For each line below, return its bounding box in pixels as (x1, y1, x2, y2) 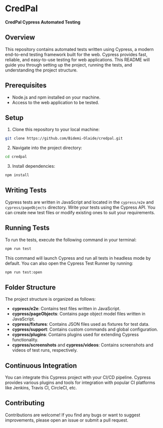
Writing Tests (5, 186, 47, 195)
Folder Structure (5, 283, 56, 292)
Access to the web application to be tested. (12, 99, 99, 105)
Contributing (5, 399, 45, 407)
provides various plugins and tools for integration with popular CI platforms (5, 380, 156, 385)
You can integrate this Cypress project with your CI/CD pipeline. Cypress (5, 375, 151, 380)
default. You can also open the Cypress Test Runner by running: (5, 260, 133, 266)
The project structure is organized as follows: (5, 296, 96, 302)
